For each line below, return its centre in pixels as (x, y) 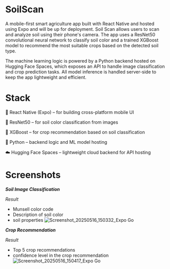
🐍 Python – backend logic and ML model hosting (56, 142)
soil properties (28, 220)
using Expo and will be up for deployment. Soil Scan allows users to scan (82, 29)
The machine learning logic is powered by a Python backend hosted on (80, 61)
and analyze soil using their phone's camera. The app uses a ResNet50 (80, 34)
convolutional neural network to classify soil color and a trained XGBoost (82, 40)
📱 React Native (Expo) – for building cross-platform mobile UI (70, 112)
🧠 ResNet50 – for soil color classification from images (62, 122)
